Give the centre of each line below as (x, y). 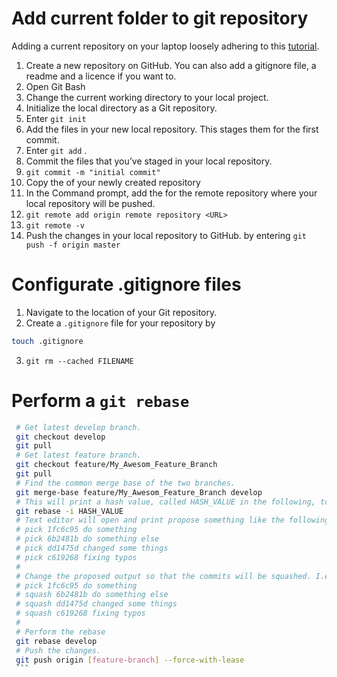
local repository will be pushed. (90, 203)
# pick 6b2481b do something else (87, 539)
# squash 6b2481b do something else (92, 595)
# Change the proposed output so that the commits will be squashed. (163, 576)
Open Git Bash (55, 86)
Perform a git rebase (100, 400)
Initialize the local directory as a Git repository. (121, 108)
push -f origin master (73, 245)
